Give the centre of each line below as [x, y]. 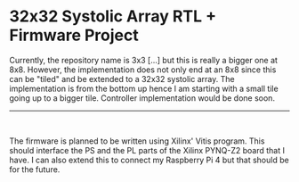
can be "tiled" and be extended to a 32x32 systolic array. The [122, 79]
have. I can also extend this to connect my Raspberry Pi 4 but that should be [149, 160]
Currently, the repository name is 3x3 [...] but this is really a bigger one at [144, 60]
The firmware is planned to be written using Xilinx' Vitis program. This [137, 141]
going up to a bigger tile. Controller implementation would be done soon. [142, 98]
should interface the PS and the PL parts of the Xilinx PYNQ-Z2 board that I [147, 150]
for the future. [35, 169]
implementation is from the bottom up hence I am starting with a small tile [144, 88]
